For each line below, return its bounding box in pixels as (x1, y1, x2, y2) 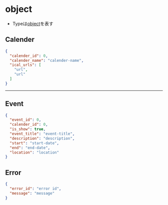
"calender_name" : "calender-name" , (9, 58, 84, 63)
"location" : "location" (9, 150, 59, 155)
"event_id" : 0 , (9, 117, 41, 123)
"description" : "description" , (9, 136, 75, 141)
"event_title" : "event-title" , (9, 131, 75, 137)
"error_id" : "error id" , (9, 186, 61, 191)
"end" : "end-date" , (9, 145, 50, 150)
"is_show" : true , (9, 127, 46, 132)
